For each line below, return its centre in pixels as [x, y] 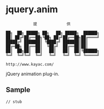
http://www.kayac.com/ [30, 64]
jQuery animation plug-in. [33, 74]
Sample [18, 90]
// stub [14, 102]
